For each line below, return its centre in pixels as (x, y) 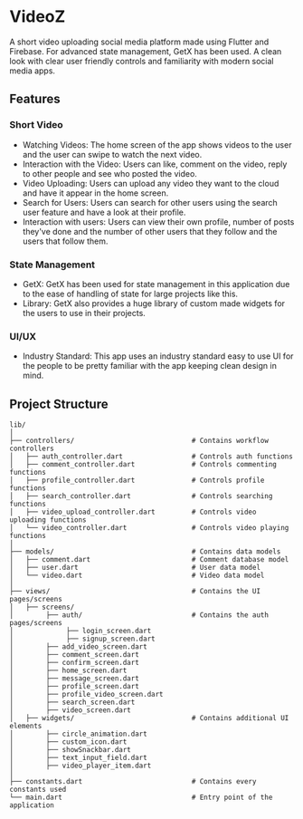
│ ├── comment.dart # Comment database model (149, 560)
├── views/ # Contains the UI (135, 592)
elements (26, 727)
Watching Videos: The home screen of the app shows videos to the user (157, 145)
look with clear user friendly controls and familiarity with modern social (142, 61)
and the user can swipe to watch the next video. (112, 154)
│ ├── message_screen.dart (75, 679)
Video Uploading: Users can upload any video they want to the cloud (151, 183)
